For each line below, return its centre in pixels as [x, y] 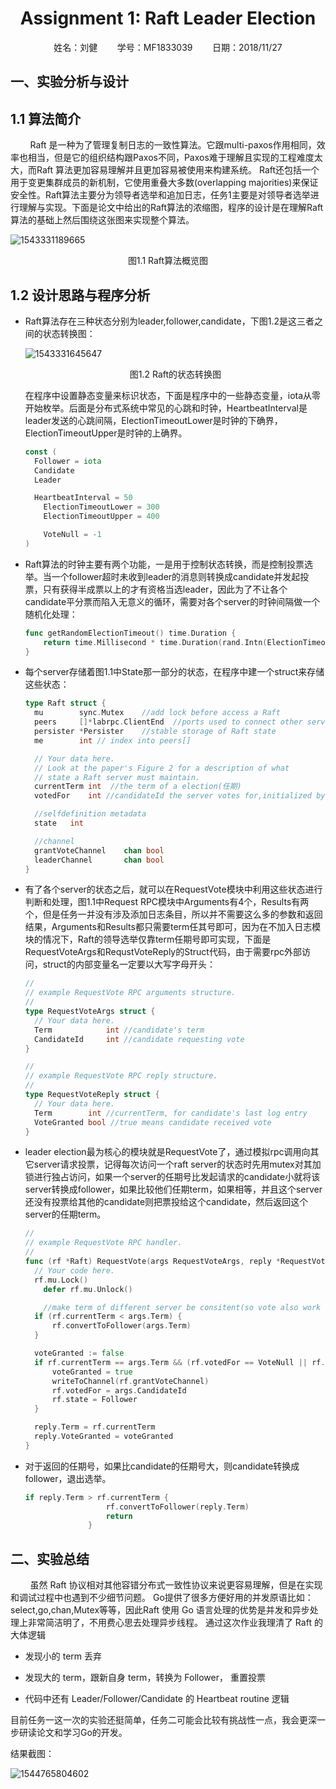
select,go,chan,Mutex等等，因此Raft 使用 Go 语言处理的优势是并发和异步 [160, 1610]
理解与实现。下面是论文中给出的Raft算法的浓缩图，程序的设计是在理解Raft [171, 208]
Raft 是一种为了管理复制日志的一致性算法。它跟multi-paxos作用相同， [173, 145]
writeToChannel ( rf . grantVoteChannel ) [130, 1381]
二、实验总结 [50, 1558]
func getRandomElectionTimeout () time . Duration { [130, 633]
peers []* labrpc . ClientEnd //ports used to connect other [168, 722]
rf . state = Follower [94, 1400]
